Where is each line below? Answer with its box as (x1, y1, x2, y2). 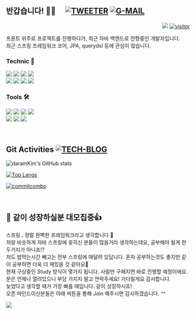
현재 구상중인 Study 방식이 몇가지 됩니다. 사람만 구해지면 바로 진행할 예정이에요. (6, 268, 188, 275)
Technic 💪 (6, 57, 35, 65)
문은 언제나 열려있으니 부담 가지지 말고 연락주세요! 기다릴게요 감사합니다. (6, 275, 171, 282)
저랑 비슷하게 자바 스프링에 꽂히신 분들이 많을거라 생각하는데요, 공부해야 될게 (6, 239, 181, 246)
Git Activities (6, 144, 54, 154)
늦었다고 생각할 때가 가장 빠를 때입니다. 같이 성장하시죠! (6, 283, 132, 290)
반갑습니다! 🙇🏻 (6, 6, 57, 16)
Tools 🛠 (6, 93, 30, 101)
